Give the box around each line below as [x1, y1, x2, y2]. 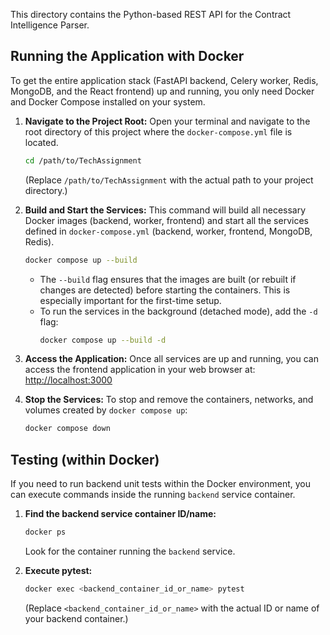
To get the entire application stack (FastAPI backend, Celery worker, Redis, [10, 74, 319, 86]
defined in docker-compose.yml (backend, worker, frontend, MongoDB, [24, 225, 313, 237]
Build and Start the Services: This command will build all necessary [24, 204, 307, 216]
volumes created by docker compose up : [24, 404, 188, 416]
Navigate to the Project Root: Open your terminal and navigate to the [24, 115, 311, 127]
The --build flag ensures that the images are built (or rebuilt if [39, 273, 297, 285]
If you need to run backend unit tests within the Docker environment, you [10, 478, 312, 490]
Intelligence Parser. [10, 19, 90, 31]
